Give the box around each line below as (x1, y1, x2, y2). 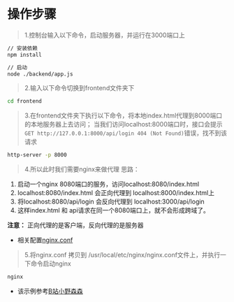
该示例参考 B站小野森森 (17, 287, 83, 296)
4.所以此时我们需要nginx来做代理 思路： (24, 165, 140, 173)
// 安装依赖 (7, 45, 38, 52)
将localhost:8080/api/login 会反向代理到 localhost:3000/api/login (17, 197, 205, 206)
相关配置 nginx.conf (17, 236, 73, 245)
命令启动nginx (30, 259, 71, 268)
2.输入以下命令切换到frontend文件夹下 (24, 84, 135, 92)
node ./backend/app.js (7, 71, 73, 78)
